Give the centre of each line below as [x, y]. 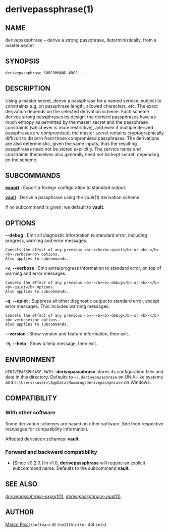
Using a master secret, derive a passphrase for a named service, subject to [83, 101]
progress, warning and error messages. [46, 240]
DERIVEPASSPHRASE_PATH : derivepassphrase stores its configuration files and [84, 372]
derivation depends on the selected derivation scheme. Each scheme [77, 111]
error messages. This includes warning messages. [58, 306]
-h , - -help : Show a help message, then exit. [51, 344]
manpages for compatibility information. [47, 429]
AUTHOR [20, 512]
